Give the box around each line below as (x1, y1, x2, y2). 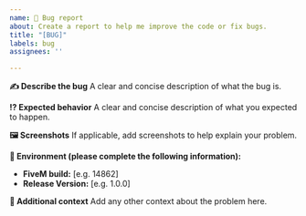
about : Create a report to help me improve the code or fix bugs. (9, 22, 268, 31)
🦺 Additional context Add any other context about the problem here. (9, 196, 268, 207)
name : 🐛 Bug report (9, 13, 84, 23)
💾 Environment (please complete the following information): (9, 151, 242, 162)
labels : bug (9, 38, 55, 48)
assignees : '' (9, 47, 64, 57)
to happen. (9, 111, 50, 123)
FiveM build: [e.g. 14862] (22, 169, 119, 180)
